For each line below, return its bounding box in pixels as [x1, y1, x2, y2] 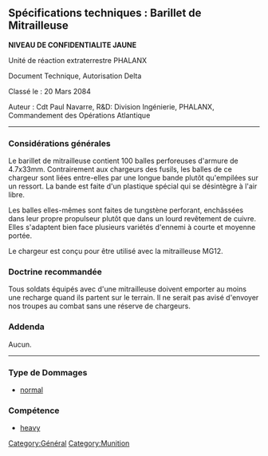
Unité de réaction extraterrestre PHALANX [8, 55, 148, 65]
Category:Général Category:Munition [8, 438, 130, 448]
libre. [8, 190, 26, 200]
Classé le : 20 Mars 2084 [8, 86, 92, 96]
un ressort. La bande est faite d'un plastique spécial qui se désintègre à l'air [8, 181, 258, 191]
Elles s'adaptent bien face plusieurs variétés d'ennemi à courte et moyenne [8, 223, 256, 232]
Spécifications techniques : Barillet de [8, 6, 202, 20]
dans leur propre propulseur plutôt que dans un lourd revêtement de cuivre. [8, 214, 257, 224]
